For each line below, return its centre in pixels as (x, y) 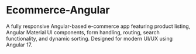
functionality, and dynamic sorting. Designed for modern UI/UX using (90, 38)
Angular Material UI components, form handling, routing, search (83, 32)
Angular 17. (19, 45)
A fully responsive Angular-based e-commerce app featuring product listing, (98, 26)
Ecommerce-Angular (58, 10)
